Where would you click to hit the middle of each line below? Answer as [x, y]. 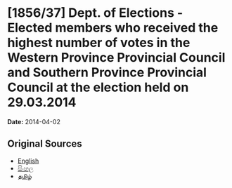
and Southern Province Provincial [107, 73]
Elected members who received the [113, 28]
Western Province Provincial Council [116, 58]
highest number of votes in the [99, 43]
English [28, 161]
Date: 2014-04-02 [34, 121]
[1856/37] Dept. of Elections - [95, 13]
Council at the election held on [98, 87]
